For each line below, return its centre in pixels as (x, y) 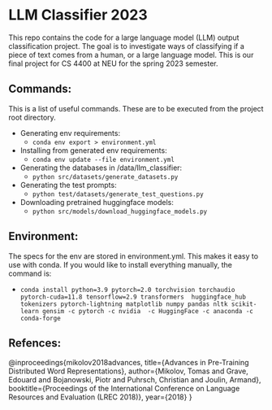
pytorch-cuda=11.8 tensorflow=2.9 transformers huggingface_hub (133, 297)
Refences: (35, 343)
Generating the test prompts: (68, 185)
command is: (30, 273)
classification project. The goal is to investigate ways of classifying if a (127, 46)
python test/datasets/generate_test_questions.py (118, 194)
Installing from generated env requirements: (94, 150)
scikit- (244, 304)
